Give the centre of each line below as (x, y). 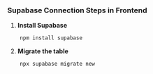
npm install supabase (51, 38)
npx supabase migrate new (58, 64)
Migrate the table (43, 51)
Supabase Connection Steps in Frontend (77, 10)
